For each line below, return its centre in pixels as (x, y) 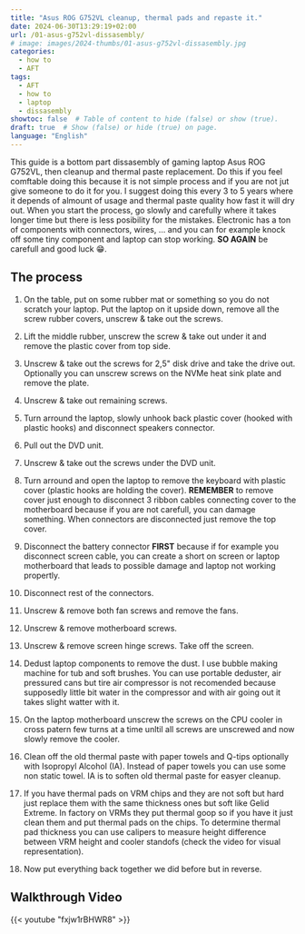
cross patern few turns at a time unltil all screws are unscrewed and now (159, 729)
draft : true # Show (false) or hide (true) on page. (114, 128)
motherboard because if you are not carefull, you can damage (139, 509)
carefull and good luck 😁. (59, 248)
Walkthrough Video (66, 897)
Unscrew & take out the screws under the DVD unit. (119, 462)
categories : (33, 52)
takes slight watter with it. (72, 701)
